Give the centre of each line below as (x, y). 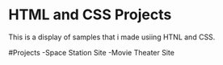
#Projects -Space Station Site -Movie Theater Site (92, 52)
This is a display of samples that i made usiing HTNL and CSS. (112, 37)
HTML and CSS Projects (90, 15)
